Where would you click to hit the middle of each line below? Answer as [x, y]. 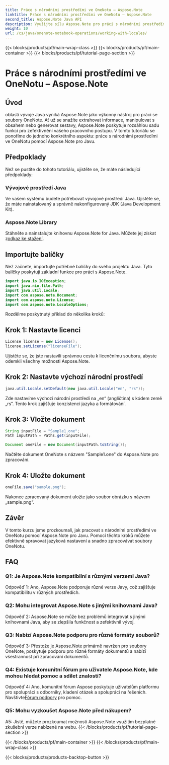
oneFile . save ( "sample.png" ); [36, 487]
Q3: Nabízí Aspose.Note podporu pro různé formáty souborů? [82, 635]
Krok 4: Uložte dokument [45, 475]
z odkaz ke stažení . [25, 239]
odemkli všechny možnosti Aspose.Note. [48, 361]
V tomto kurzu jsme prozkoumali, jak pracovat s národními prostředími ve [81, 530]
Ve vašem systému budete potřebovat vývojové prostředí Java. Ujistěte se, [83, 199]
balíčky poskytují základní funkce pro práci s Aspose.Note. [66, 272]
